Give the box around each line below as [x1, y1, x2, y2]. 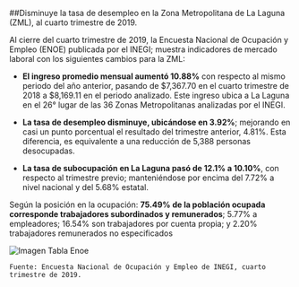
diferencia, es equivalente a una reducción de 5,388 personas [21, 136, 251, 146]
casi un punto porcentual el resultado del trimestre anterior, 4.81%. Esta [21, 126, 286, 137]
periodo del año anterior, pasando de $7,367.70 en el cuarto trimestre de [21, 81, 289, 91]
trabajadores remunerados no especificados [9, 228, 173, 239]
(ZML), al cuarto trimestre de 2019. [9, 17, 138, 28]
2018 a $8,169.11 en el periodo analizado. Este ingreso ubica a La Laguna [21, 90, 290, 100]
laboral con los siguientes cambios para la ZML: [9, 54, 185, 64]
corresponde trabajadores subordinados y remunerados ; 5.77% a [9, 209, 258, 219]
